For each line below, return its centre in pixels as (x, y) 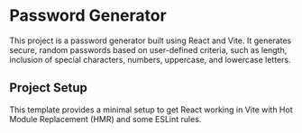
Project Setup (49, 88)
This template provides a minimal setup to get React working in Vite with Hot (151, 110)
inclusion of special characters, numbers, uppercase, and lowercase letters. (150, 59)
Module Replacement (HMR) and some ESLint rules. (105, 119)
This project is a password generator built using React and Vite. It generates (151, 40)
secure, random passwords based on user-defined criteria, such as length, (148, 49)
